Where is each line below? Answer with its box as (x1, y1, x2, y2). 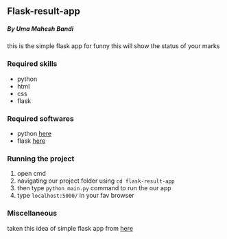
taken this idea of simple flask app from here (7, 224, 134, 232)
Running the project (7, 154, 75, 163)
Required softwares (7, 113, 74, 123)
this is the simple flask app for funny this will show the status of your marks (7, 42, 220, 50)
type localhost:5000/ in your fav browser (16, 192, 135, 200)
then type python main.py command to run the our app (16, 184, 171, 192)
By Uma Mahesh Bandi (7, 24, 74, 33)
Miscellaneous (7, 209, 57, 218)
